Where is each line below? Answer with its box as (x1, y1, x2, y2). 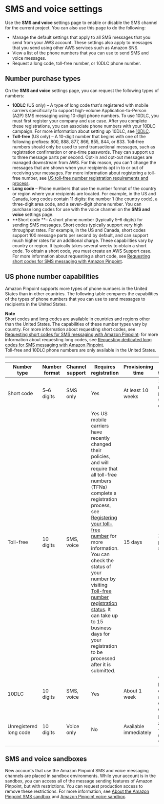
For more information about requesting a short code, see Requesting (12, 253, 150, 259)
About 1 (123, 687, 142, 694)
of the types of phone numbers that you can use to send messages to (5, 296, 145, 302)
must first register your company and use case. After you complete (12, 118, 147, 123)
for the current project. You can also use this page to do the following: (5, 24, 146, 30)
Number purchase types (5, 74, 81, 83)
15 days (123, 539, 143, 545)
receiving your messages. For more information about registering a (12, 170, 147, 176)
